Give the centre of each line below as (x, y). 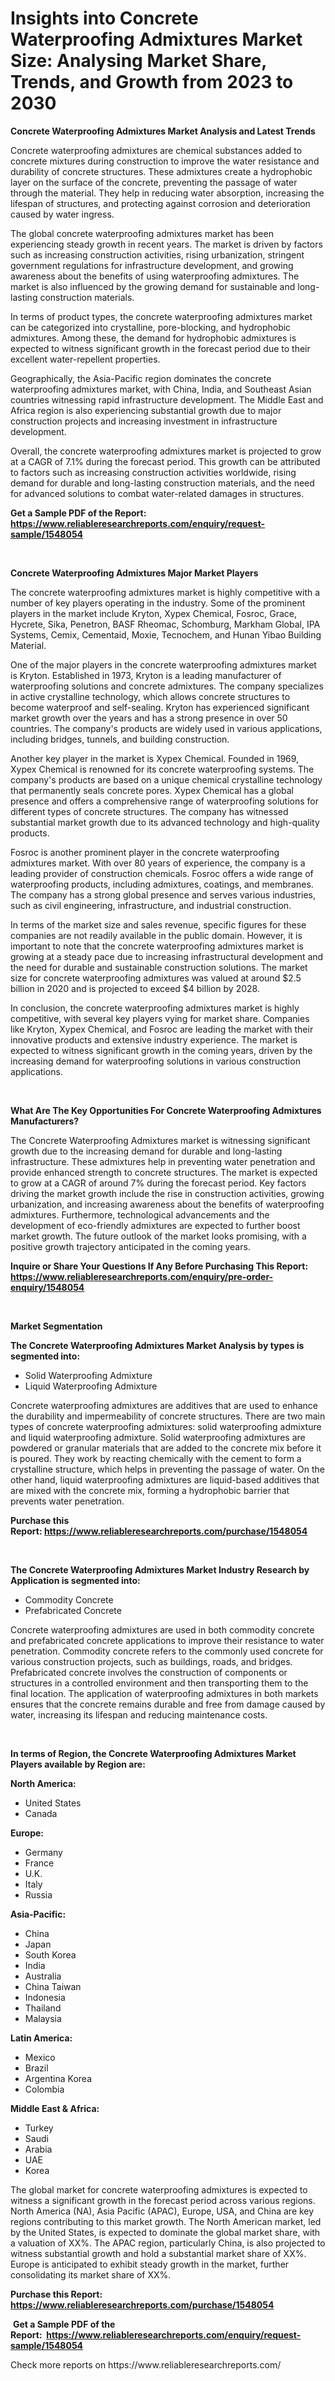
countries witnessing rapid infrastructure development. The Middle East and (167, 399)
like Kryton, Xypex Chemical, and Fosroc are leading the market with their (162, 1029)
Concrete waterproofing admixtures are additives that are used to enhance (164, 1405)
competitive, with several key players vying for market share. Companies (160, 1018)
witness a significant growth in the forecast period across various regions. (163, 2200)
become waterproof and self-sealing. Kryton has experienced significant (160, 707)
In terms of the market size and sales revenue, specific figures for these (158, 924)
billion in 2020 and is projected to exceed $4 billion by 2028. (135, 988)
